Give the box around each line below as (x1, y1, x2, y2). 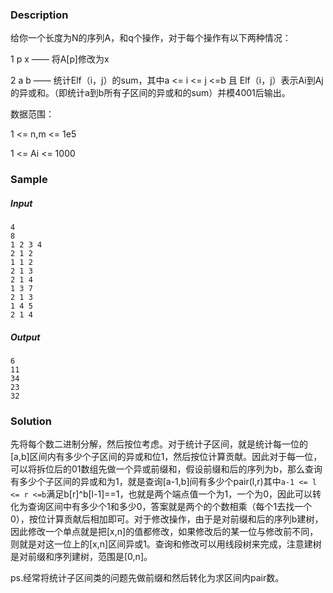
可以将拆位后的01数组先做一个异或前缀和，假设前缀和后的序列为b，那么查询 (10, 463, 323, 475)
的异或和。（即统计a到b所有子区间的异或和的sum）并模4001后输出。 (10, 87, 291, 99)
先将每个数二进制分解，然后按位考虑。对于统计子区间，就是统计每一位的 (10, 438, 308, 450)
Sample (10, 173, 48, 187)
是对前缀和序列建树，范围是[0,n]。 (10, 551, 153, 563)
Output (10, 331, 41, 343)
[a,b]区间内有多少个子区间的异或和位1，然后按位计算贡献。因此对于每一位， (10, 451, 323, 463)
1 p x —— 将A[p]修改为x (10, 53, 110, 65)
